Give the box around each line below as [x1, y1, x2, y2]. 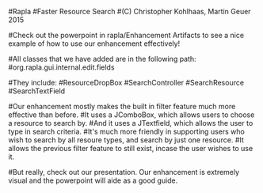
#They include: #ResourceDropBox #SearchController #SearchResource [8, 78, 244, 87]
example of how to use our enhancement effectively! [8, 39, 181, 48]
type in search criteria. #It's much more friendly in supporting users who [8, 127, 246, 136]
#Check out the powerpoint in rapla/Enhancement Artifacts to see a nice [8, 31, 244, 40]
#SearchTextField [8, 86, 66, 96]
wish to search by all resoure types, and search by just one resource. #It [8, 135, 244, 145]
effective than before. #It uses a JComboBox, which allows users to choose [8, 110, 255, 119]
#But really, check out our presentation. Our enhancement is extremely [8, 168, 240, 176]
